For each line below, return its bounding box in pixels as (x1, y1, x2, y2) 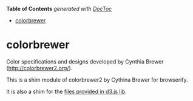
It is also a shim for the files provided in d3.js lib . (6, 88, 127, 95)
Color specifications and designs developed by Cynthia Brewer (6, 57, 164, 65)
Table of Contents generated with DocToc (6, 5, 112, 12)
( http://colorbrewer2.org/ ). (6, 64, 73, 71)
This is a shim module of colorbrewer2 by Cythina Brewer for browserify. (6, 76, 188, 83)
